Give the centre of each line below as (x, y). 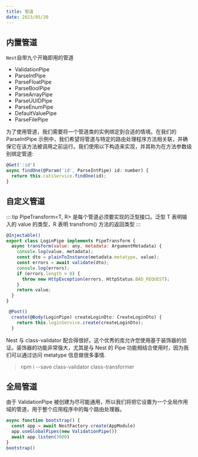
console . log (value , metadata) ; (55, 252)
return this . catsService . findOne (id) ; (59, 176)
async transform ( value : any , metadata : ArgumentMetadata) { (87, 246)
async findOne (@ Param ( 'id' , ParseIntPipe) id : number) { (77, 171)
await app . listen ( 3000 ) (40, 437)
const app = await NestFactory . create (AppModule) (73, 426)
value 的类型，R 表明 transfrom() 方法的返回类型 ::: (79, 224)
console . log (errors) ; (43, 268)
